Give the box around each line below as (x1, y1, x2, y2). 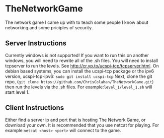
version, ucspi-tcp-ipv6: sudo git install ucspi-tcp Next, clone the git (5, 73, 153, 79)
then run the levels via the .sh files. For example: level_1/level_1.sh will (5, 84, 153, 90)
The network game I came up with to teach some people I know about (5, 19, 149, 25)
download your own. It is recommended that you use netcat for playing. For (5, 122, 160, 128)
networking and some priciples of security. (5, 24, 93, 30)
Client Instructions (5, 104, 64, 112)
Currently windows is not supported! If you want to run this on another (5, 52, 149, 58)
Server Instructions (5, 39, 67, 48)
